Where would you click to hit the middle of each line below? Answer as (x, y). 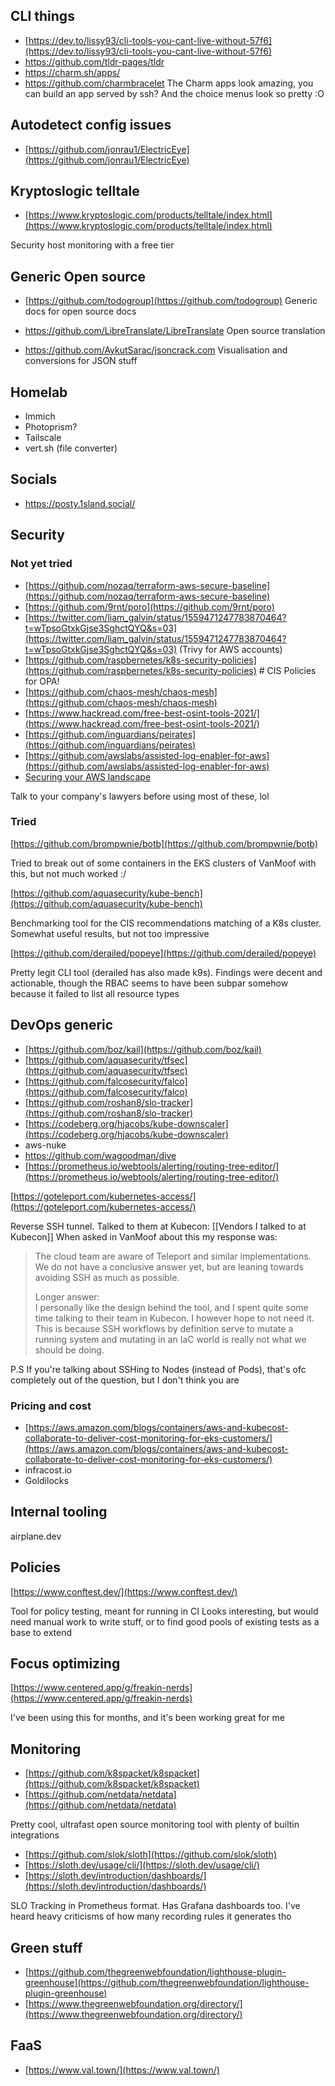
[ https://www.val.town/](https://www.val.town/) (122, 2070)
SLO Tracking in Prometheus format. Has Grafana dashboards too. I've (155, 1906)
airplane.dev (36, 1536)
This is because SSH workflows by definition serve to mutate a (164, 1328)
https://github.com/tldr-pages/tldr (94, 61)
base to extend (41, 1632)
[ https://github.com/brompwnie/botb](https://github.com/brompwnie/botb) (164, 843)
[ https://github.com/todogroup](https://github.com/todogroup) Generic (171, 301)
